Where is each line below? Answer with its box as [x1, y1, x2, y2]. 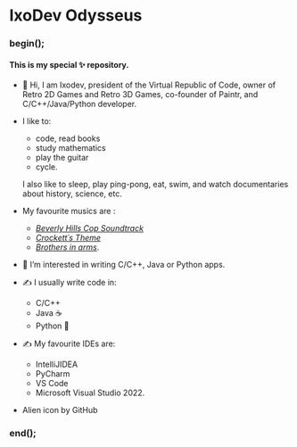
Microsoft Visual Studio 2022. [35, 387, 145, 398]
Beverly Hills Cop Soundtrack [35, 223, 144, 234]
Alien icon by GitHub [21, 405, 98, 416]
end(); [9, 427, 37, 440]
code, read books [35, 133, 101, 144]
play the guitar [35, 153, 89, 163]
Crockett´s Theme [35, 233, 101, 244]
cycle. [35, 161, 58, 172]
